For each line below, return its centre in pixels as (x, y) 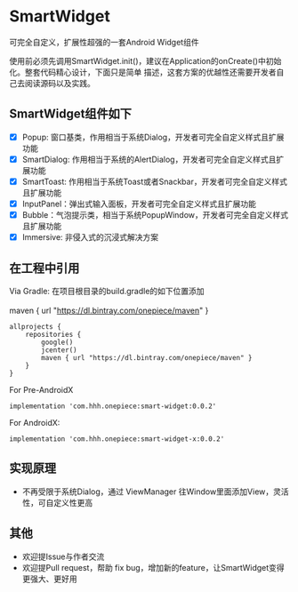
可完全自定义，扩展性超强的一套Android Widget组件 (104, 42)
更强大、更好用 (49, 579)
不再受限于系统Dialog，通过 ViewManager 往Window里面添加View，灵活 (155, 492)
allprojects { (36, 326)
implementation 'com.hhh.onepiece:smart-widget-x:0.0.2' (117, 439)
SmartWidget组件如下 (70, 114)
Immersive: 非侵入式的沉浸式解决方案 (90, 237)
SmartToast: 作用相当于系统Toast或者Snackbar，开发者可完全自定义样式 (154, 181)
